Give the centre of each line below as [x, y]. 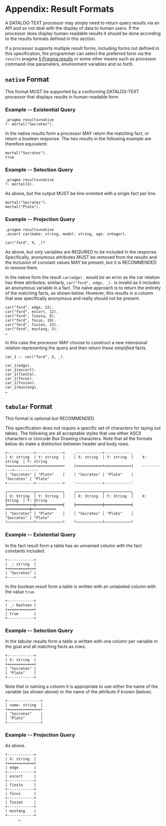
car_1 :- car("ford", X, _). [35, 357]
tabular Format [29, 407]
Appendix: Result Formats [60, 9]
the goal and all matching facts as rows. [46, 647]
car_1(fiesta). [21, 374]
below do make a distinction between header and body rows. [67, 444]
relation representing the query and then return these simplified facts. [76, 348]
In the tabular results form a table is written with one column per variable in [82, 641]
